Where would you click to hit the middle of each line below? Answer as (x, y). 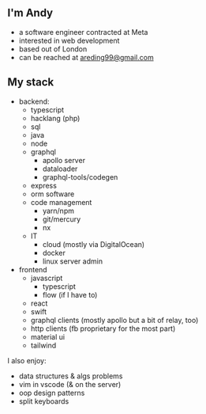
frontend (33, 269)
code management (61, 202)
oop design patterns (52, 393)
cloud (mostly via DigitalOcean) (94, 244)
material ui (47, 336)
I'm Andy (30, 13)
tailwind (43, 345)
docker (54, 253)
